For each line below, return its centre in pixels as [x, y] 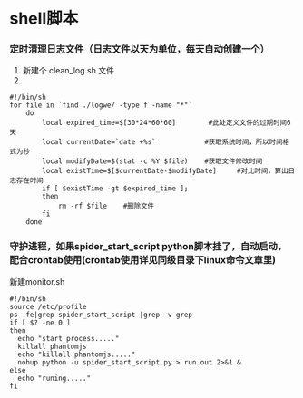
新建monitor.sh [37, 281]
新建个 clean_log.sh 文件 [68, 71]
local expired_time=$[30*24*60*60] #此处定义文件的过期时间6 [166, 123]
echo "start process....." [68, 338]
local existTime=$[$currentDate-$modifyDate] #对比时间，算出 [165, 171]
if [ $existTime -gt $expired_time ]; [115, 189]
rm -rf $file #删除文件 [106, 206]
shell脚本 [44, 19]
